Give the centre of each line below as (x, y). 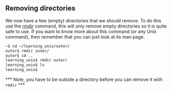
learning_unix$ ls (25, 65)
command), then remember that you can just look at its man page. (75, 37)
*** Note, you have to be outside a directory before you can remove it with (84, 80)
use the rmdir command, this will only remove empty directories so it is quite (86, 26)
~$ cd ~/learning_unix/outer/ (38, 46)
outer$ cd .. (19, 55)
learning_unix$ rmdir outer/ (36, 60)
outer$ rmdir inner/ (27, 51)
